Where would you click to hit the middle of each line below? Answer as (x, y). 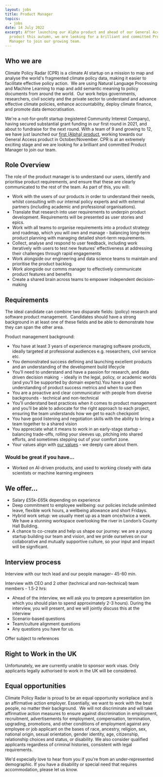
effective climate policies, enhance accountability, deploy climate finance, (79, 104)
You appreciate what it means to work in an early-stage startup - (77, 429)
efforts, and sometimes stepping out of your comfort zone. (71, 439)
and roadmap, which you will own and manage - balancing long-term (81, 233)
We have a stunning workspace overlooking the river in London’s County (85, 521)
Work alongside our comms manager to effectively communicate (77, 269)
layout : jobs (18, 10)
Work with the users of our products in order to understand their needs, (83, 197)
